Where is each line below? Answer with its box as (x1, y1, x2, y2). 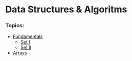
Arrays (12, 50, 27, 56)
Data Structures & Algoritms (5, 4, 127, 15)
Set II (20, 45, 32, 51)
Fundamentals (12, 33, 43, 39)
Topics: (5, 22, 25, 29)
